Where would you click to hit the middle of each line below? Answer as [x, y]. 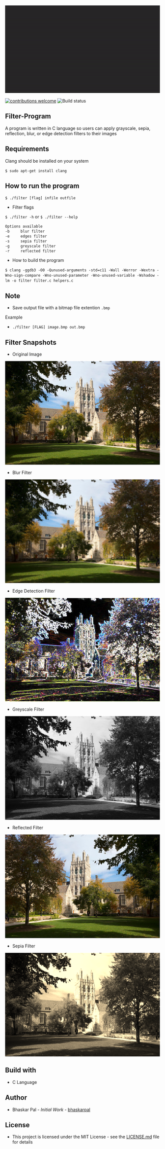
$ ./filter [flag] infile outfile [41, 198]
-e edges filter [26, 236]
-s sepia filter [26, 241]
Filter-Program [28, 116]
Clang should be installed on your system [47, 161]
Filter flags [23, 207]
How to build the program [38, 260]
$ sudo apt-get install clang [36, 171]
